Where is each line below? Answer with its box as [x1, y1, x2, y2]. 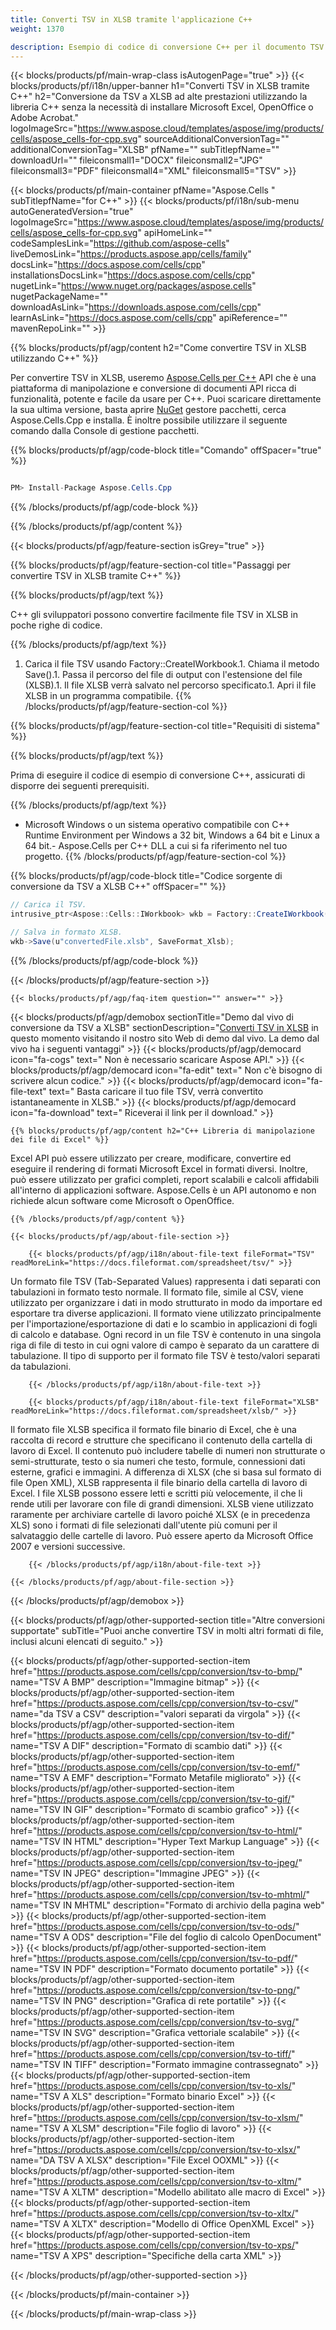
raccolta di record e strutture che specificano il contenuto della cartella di [10, 1434, 313, 1446]
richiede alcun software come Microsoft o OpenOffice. [10, 1194, 235, 1206]
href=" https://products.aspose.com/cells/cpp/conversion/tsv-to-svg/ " [10, 2016, 300, 2028]
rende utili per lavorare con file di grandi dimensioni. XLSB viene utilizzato [10, 1497, 314, 1510]
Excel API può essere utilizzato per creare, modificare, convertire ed [10, 1152, 292, 1164]
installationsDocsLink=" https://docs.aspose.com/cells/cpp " [10, 269, 256, 281]
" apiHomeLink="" [137, 227, 213, 239]
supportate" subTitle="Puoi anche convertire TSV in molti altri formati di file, [10, 1624, 324, 1636]
